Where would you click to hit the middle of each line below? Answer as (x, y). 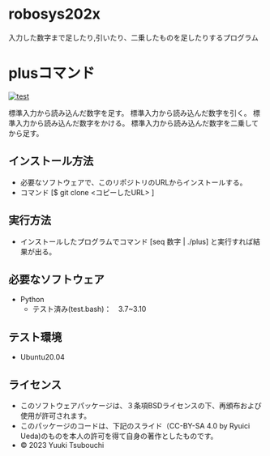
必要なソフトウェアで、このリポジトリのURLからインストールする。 (133, 182)
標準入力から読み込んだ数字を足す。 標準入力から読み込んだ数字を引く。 (130, 113)
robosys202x (55, 14)
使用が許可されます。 (56, 416)
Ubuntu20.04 (42, 357)
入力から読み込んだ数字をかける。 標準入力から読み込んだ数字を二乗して (137, 123)
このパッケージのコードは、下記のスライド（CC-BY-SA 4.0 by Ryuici (135, 425)
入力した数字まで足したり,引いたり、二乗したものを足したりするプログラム (134, 37)
